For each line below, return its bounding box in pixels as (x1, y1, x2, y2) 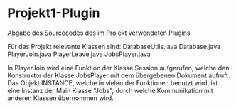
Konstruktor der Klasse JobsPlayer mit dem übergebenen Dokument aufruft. (7, 71, 230, 80)
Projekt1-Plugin (7, 5, 100, 21)
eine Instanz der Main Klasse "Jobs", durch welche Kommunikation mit (7, 86, 213, 94)
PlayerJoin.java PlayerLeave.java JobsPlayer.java (7, 50, 151, 58)
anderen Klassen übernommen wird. (7, 94, 114, 102)
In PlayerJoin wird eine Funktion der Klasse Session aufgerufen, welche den (7, 63, 230, 72)
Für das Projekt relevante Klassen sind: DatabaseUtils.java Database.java (7, 42, 221, 50)
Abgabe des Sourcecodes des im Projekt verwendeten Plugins (7, 28, 191, 37)
